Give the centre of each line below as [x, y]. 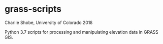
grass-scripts [33, 9]
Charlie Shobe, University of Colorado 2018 [49, 22]
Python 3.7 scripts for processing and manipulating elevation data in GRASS [81, 32]
